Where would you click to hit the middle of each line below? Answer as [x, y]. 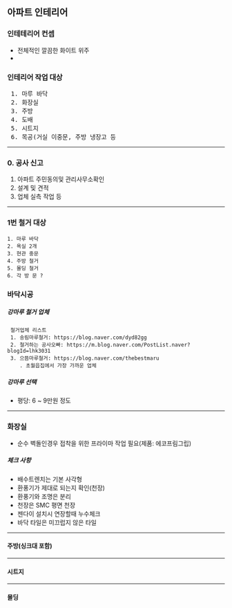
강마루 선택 [22, 382]
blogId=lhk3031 [29, 351]
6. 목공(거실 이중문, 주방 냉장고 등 [63, 137]
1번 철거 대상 [27, 223]
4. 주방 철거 [23, 261]
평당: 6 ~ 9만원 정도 [44, 400]
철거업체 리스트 [28, 331]
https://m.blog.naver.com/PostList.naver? [128, 345]
